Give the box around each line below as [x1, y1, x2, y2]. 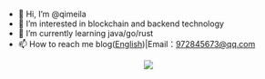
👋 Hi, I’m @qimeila [17, 9, 87, 19]
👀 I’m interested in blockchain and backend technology [17, 18, 225, 29]
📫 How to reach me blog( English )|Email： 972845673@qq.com [17, 39, 256, 49]
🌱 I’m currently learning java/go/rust [17, 28, 154, 38]
